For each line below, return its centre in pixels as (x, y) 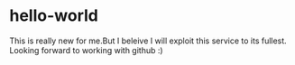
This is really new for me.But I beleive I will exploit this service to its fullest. (148, 41)
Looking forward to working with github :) (87, 50)
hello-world (54, 16)
